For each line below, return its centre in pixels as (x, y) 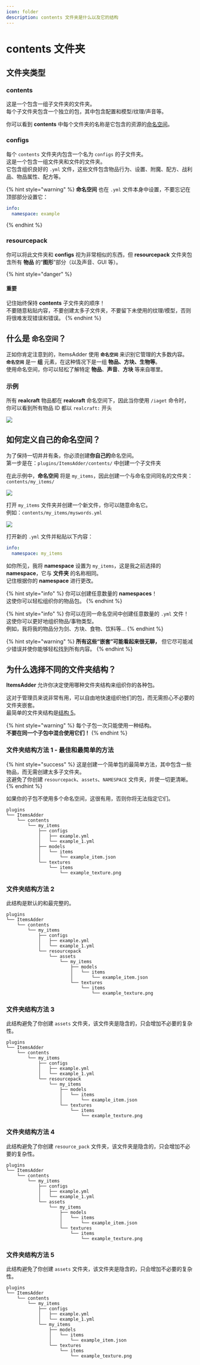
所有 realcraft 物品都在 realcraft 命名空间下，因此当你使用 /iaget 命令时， (98, 401)
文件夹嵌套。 (22, 705)
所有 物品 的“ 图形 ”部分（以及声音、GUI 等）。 (66, 262)
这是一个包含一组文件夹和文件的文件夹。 (56, 161)
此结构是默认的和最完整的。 (40, 903)
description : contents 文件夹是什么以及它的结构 (62, 17)
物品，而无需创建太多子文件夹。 (45, 772)
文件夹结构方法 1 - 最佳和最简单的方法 (60, 750)
